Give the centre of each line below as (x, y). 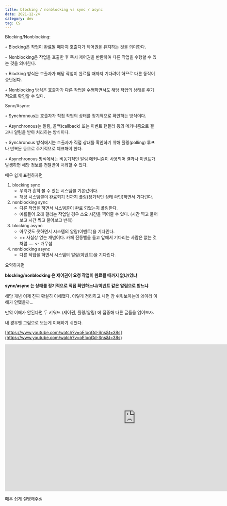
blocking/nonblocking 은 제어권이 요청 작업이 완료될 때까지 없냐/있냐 (71, 275)
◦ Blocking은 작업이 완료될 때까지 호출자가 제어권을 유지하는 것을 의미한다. (76, 47)
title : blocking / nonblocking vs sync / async (54, 9)
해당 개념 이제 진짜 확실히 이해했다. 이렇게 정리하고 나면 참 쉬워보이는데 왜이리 (79, 296)
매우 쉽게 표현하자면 (24, 175)
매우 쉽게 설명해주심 (24, 499)
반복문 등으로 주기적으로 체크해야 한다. (46, 149)
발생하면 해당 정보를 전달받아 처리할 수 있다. (47, 165)
